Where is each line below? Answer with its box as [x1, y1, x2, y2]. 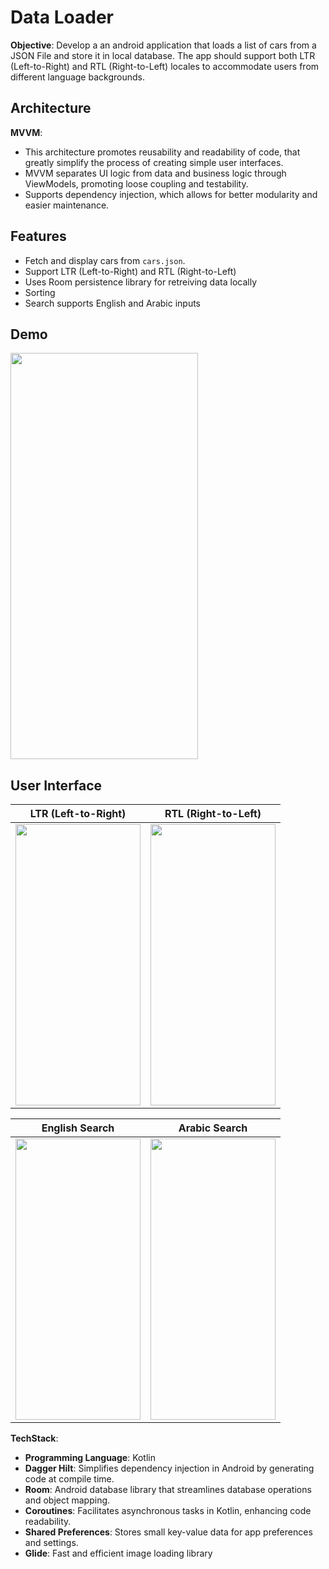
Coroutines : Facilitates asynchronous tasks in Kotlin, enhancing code [24, 1505, 312, 1517]
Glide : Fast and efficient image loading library [24, 1547, 213, 1560]
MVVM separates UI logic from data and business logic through [24, 167, 287, 179]
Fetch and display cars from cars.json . [24, 254, 186, 266]
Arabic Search [178, 1121, 248, 1135]
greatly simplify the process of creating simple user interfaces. [24, 156, 284, 168]
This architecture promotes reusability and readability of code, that [24, 146, 301, 158]
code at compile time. [24, 1473, 115, 1485]
